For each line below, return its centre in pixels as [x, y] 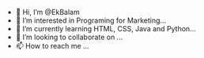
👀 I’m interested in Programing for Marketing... [91, 20]
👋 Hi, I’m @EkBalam [48, 12]
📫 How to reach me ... [52, 46]
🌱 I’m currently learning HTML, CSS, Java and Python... [106, 29]
